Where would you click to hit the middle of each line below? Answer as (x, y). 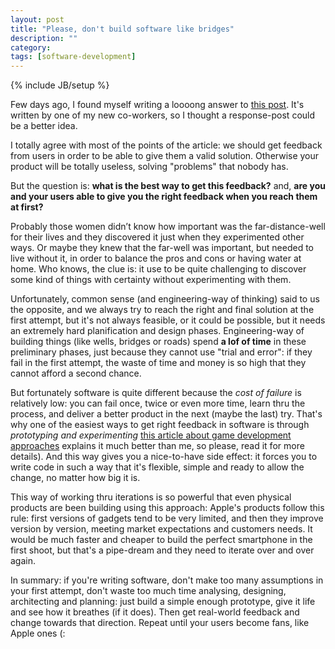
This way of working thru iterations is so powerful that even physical (151, 497)
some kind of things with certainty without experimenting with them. (151, 280)
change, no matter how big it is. (75, 478)
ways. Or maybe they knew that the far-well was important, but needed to (162, 248)
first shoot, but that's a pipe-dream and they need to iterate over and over (162, 550)
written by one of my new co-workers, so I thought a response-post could (163, 115)
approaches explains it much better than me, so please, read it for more (157, 446)
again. (23, 561)
